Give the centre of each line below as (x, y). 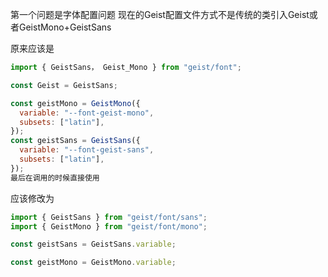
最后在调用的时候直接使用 (55, 178)
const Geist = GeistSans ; (64, 85)
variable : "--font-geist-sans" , (87, 150)
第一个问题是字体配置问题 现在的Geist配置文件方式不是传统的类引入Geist (160, 14)
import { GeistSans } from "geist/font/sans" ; (109, 217)
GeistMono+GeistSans (65, 27)
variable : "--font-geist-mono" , (87, 113)
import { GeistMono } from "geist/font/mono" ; (109, 226)
